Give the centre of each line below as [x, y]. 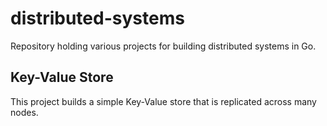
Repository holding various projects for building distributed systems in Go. [163, 46]
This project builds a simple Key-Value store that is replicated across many [163, 101]
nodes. [24, 112]
